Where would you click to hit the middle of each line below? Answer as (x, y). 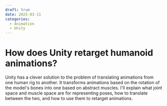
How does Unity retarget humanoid (79, 53)
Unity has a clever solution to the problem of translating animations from (79, 77)
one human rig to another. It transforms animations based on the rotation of (83, 83)
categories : (17, 19)
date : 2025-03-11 (23, 14)
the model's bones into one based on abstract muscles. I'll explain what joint (84, 88)
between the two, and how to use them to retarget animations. (69, 99)
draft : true (17, 10)
